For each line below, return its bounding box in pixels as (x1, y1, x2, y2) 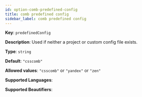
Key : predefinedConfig (5, 30, 51, 36)
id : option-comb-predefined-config (5, 7, 78, 12)
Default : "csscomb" (5, 58, 43, 64)
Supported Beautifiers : (5, 87, 53, 93)
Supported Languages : (5, 77, 53, 83)
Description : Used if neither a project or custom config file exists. (5, 39, 138, 45)
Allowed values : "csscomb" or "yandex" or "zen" (5, 68, 101, 73)
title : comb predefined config (5, 12, 69, 17)
